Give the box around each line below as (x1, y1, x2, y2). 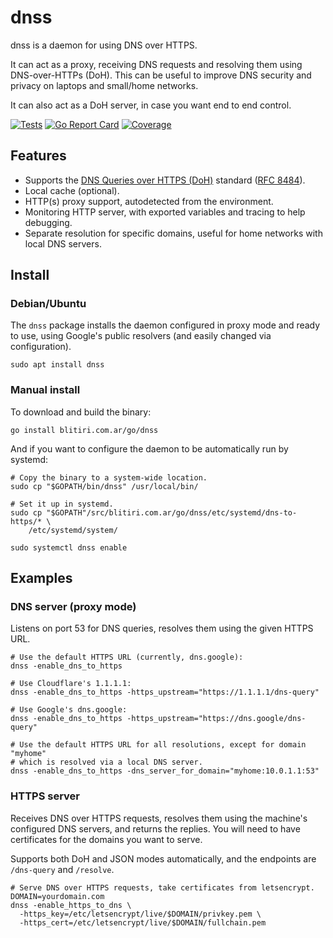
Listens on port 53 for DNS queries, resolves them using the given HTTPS (10, 622, 314, 635)
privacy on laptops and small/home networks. (10, 79, 199, 91)
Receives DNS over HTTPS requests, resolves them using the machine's (10, 812, 308, 824)
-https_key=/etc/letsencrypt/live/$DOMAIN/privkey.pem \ (19, 909, 262, 919)
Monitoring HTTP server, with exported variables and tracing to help (24, 206, 306, 218)
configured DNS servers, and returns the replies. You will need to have (10, 822, 301, 835)
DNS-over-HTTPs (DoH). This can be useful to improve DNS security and (10, 69, 312, 81)
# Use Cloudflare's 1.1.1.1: (10, 679, 132, 689)
